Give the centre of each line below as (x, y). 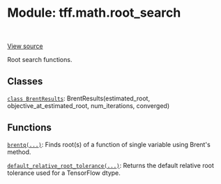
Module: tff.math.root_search (94, 13)
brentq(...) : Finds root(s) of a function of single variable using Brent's (109, 144)
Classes (25, 82)
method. (19, 152)
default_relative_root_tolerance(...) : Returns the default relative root (111, 165)
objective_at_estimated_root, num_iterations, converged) (88, 105)
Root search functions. (40, 59)
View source (25, 46)
